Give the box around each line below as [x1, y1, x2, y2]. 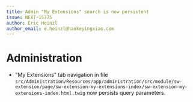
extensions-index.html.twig [14, 91, 85, 97]
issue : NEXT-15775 [6, 14, 52, 20]
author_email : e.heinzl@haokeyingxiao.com [6, 25, 114, 32]
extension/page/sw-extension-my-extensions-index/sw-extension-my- [14, 84, 188, 90]
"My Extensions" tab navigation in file [14, 71, 108, 79]
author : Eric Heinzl [6, 20, 58, 26]
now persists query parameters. [86, 89, 166, 97]
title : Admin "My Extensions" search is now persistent [6, 8, 149, 15]
